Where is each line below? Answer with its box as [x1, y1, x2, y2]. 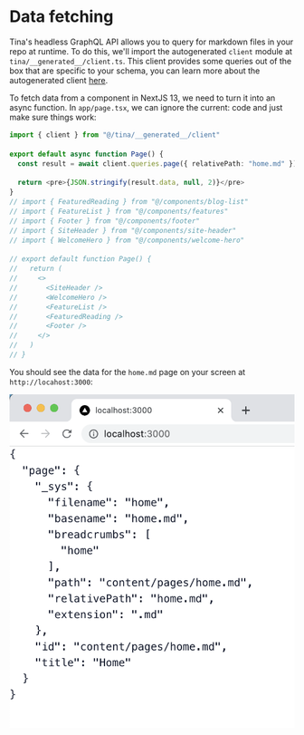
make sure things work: [9, 111, 97, 122]
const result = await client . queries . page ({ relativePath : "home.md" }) [17, 159, 298, 169]
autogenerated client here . [9, 74, 109, 85]
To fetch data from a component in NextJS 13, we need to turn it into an [9, 92, 276, 103]
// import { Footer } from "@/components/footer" [9, 216, 201, 226]
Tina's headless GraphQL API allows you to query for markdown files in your [9, 36, 294, 47]
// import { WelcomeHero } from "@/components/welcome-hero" [9, 236, 245, 245]
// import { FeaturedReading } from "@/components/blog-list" [9, 198, 249, 207]
